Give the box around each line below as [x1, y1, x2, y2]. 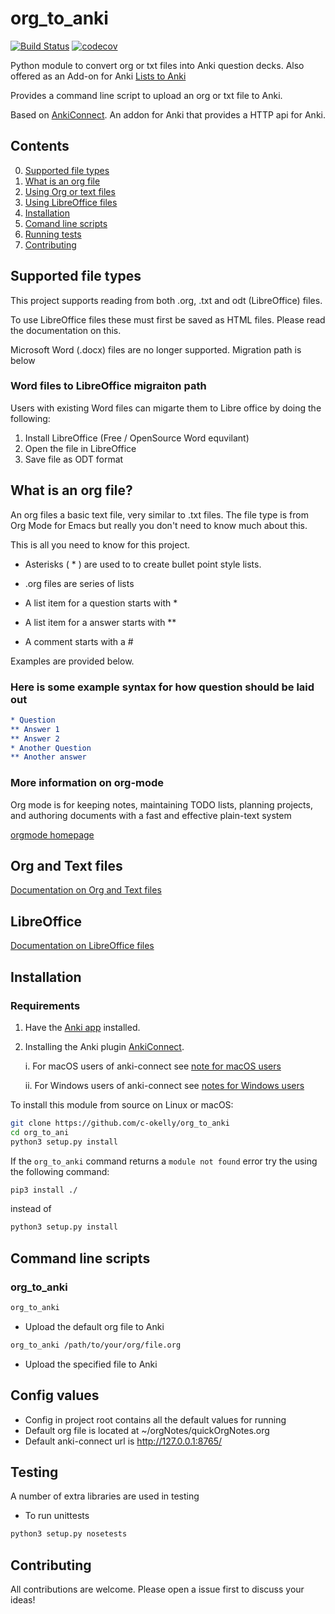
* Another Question [10, 743, 92, 753]
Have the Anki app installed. [24, 1021, 141, 1033]
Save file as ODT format [24, 453, 124, 465]
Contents [10, 138, 70, 155]
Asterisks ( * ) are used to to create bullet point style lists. [24, 558, 262, 570]
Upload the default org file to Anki [24, 1320, 165, 1332]
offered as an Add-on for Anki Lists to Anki [10, 70, 187, 82]
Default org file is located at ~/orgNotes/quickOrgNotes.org [24, 1424, 270, 1436]
